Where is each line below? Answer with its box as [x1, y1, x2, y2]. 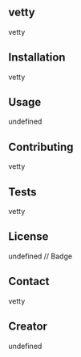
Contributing [8, 140, 74, 153]
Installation [8, 51, 66, 65]
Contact [8, 275, 50, 288]
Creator [8, 320, 48, 334]
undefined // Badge [8, 251, 73, 261]
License [8, 229, 49, 244]
